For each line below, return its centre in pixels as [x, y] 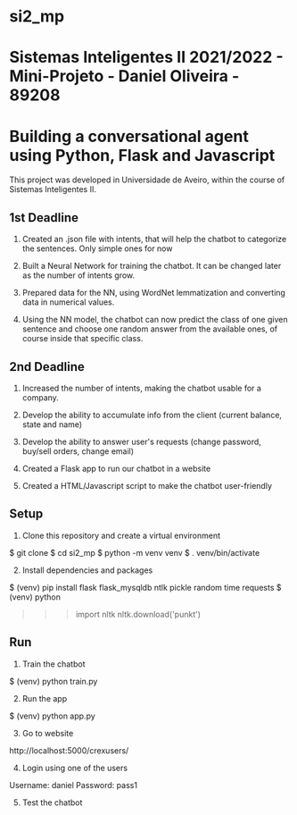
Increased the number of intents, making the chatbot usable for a [141, 388]
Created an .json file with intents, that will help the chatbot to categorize [154, 239]
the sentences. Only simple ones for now [97, 248]
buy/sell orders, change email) [78, 451]
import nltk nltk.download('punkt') [138, 614]
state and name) [52, 424]
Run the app [45, 698]
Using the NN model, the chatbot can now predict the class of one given [155, 320]
